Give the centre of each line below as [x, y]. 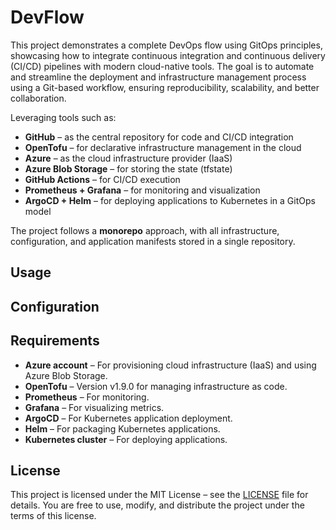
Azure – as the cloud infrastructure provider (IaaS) [128, 158]
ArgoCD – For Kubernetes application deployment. [128, 418]
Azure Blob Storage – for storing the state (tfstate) [128, 168]
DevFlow [47, 17]
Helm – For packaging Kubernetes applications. [122, 428]
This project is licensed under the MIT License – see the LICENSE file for [159, 495]
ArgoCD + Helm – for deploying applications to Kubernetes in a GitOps [170, 200]
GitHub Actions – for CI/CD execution [102, 179]
